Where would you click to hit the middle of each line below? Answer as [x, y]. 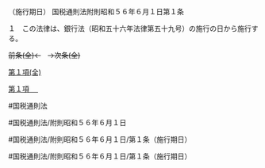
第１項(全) [25, 72]
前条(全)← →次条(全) [44, 55]
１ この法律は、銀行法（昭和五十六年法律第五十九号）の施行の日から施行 [130, 29]
